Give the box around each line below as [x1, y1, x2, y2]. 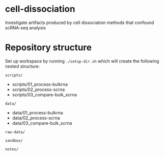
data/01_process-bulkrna [12, 110, 63, 115]
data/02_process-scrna [12, 115, 60, 121]
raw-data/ [5, 130, 26, 134]
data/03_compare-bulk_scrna [12, 120, 72, 126]
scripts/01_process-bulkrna [12, 81, 68, 87]
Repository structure [5, 42, 92, 53]
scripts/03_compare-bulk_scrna [12, 91, 77, 97]
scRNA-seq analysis [5, 24, 46, 30]
